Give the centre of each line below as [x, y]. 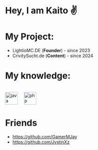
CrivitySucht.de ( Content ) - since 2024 [53, 56]
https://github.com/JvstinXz [41, 142]
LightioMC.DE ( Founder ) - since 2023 [51, 51]
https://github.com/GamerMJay [45, 137]
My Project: [30, 37]
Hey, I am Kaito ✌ [41, 11]
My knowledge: [38, 76]
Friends [21, 123]
